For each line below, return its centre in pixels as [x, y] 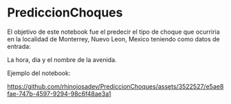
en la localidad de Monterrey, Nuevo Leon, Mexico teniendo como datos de [113, 39]
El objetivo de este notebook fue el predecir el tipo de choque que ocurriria [113, 32]
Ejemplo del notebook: [39, 73]
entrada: [19, 46]
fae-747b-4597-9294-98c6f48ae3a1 [59, 94]
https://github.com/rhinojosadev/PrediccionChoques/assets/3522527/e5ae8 [115, 86]
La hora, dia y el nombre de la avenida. [62, 59]
